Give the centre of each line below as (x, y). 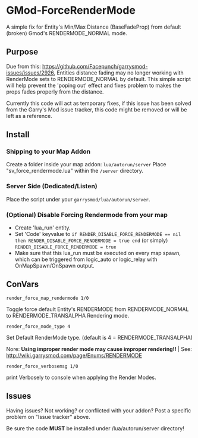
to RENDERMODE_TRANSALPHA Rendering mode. (68, 315)
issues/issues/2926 (30, 73)
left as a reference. (29, 116)
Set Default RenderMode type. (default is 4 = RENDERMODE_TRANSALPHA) (100, 337)
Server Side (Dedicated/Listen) (52, 187)
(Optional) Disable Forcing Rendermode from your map (87, 215)
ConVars (23, 285)
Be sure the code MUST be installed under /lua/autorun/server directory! (95, 428)
